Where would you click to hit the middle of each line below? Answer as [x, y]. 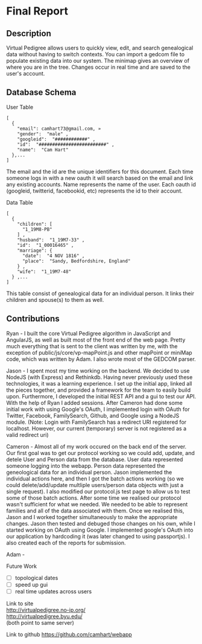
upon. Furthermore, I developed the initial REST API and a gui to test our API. [101, 396]
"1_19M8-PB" [37, 229]
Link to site [20, 603]
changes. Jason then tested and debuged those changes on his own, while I [101, 523]
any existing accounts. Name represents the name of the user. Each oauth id [101, 184]
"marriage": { [35, 250]
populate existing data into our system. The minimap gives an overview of [98, 61]
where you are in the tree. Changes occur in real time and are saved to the [99, 67]
